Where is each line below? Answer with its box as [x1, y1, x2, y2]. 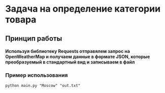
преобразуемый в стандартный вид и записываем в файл [5, 59, 135, 65]
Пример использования [5, 72, 68, 79]
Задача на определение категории [5, 3, 161, 15]
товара [5, 14, 37, 25]
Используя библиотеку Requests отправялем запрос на [5, 48, 130, 54]
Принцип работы [5, 34, 62, 43]
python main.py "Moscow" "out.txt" [5, 83, 81, 88]
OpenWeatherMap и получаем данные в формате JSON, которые [5, 54, 150, 60]
